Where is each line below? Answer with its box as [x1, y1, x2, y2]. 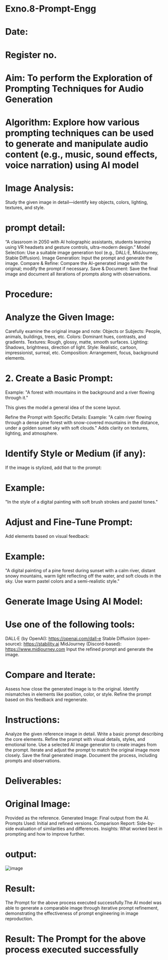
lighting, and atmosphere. [5, 430, 58, 436]
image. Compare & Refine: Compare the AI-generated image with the [5, 260, 148, 266]
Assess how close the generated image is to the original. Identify [5, 685, 139, 692]
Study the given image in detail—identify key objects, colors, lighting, [5, 199, 148, 205]
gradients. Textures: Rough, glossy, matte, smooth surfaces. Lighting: [5, 338, 149, 345]
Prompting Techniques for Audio [5, 83, 144, 94]
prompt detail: [5, 222, 66, 234]
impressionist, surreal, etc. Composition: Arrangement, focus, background [5, 350, 158, 356]
